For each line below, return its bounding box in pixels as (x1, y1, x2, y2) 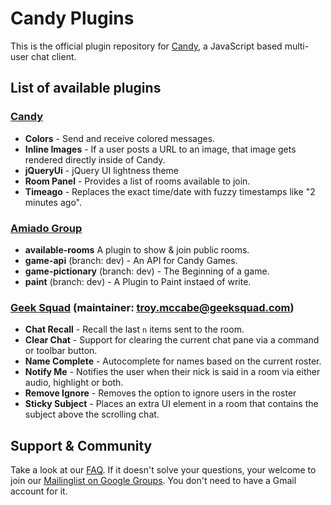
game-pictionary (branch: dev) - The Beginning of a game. (24, 265, 270, 277)
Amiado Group (10, 221, 83, 235)
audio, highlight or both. (24, 377, 124, 389)
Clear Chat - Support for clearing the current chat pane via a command (24, 334, 320, 346)
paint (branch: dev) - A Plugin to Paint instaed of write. (24, 275, 252, 287)
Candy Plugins (10, 7, 135, 30)
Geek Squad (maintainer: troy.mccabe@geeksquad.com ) (10, 300, 295, 314)
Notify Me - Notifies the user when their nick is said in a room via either (24, 366, 321, 378)
